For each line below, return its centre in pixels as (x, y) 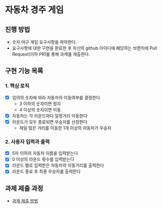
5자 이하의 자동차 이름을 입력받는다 (45, 153)
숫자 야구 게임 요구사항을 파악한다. (44, 42)
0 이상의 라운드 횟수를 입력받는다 (43, 159)
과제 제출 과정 (24, 188)
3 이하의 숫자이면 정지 (40, 104)
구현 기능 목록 (24, 71)
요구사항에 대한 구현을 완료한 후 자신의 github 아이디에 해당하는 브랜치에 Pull (84, 48)
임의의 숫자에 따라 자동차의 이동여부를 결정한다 (56, 97)
